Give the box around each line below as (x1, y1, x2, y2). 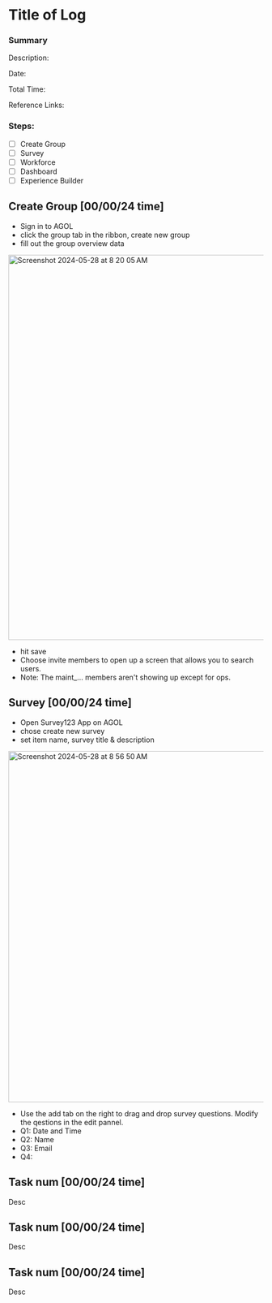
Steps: (8, 120, 35, 132)
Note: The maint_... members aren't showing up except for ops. (19, 672, 232, 682)
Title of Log (8, 6, 87, 24)
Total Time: (8, 84, 46, 94)
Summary (8, 35, 49, 46)
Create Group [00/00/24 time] (8, 200, 164, 214)
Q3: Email (19, 1143, 53, 1153)
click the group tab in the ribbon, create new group (19, 230, 190, 239)
